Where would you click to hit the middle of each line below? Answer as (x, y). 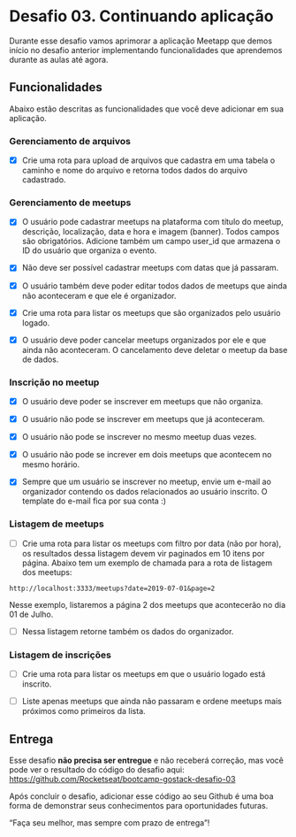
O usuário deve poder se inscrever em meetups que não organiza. (142, 402)
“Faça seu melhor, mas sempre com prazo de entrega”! (110, 822)
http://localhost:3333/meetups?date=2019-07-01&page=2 (112, 588)
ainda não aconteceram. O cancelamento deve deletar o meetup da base (155, 349)
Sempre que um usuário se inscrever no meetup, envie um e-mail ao (147, 482)
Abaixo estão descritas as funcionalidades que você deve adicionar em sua (147, 109)
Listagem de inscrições (61, 655)
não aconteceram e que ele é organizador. (99, 296)
